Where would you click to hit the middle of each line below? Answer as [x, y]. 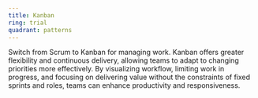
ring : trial [28, 23]
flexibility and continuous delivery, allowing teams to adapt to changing [123, 60]
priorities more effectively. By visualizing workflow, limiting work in [116, 69]
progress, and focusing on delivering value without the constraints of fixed [129, 77]
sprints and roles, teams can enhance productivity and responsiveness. [124, 85]
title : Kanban [32, 15]
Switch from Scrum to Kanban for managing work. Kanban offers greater [126, 53]
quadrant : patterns [40, 30]
